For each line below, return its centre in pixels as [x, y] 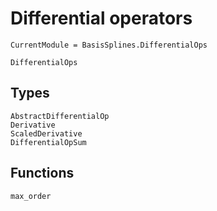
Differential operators [101, 18]
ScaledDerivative [46, 133]
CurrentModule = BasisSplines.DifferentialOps [109, 45]
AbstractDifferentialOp [60, 116]
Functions [42, 173]
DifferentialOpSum [48, 142]
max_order [31, 196]
